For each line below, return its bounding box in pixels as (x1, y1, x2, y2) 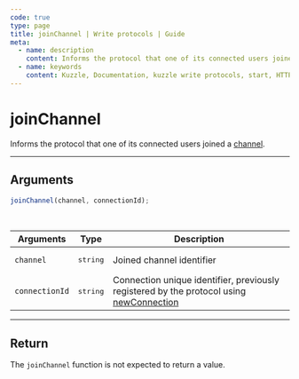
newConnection (113, 296, 179, 309)
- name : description (18, 46, 94, 55)
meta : (10, 37, 30, 47)
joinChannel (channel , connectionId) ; (10, 196, 150, 205)
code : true (10, 12, 51, 22)
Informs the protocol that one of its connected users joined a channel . (10, 138, 265, 149)
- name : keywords (18, 63, 83, 72)
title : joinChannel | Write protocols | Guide (10, 29, 185, 38)
